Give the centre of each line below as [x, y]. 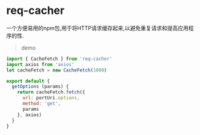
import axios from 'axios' [40, 64]
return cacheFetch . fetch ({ [51, 92]
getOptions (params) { [40, 87]
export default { [28, 81]
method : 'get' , [42, 104]
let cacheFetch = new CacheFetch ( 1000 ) [57, 70]
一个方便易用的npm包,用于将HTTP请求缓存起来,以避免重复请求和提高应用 [98, 28]
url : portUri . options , [51, 98]
